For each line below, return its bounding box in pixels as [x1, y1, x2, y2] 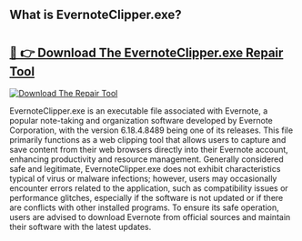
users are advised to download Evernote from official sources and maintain [9, 212, 291, 222]
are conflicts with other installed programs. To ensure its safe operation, [9, 202, 279, 213]
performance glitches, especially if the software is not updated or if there [9, 193, 284, 203]
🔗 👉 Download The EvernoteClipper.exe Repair [9, 45, 284, 60]
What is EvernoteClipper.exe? [9, 7, 182, 23]
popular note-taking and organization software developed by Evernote [9, 115, 273, 126]
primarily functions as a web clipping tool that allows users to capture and [9, 135, 287, 145]
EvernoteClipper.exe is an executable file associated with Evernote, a [9, 105, 268, 116]
